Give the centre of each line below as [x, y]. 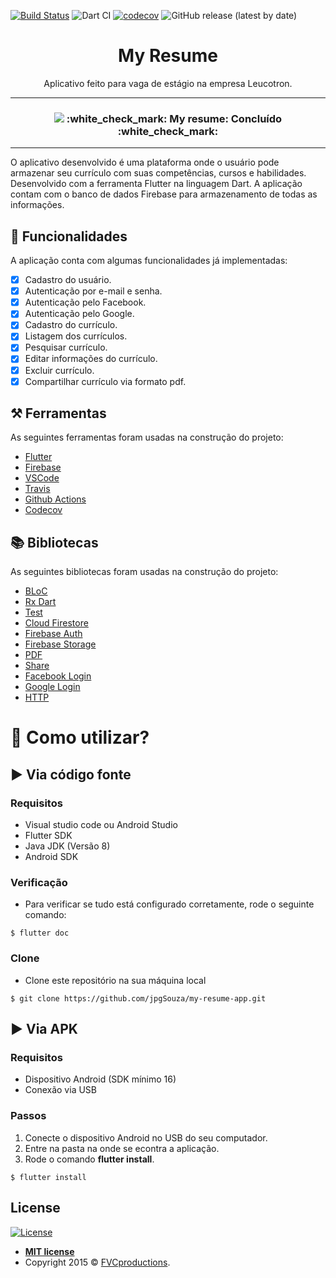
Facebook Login [58, 676]
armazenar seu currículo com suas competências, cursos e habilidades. [158, 173]
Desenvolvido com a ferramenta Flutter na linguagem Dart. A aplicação [156, 184]
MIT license [49, 1251]
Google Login [52, 687]
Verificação [39, 883]
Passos [28, 1116]
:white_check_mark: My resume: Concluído [174, 118]
